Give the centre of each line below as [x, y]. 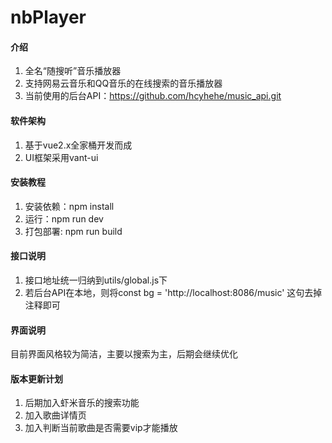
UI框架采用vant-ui [61, 157]
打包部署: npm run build [73, 231]
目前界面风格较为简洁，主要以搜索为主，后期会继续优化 [124, 354]
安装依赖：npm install [69, 206]
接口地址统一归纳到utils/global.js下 [96, 280]
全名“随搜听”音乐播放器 [73, 71]
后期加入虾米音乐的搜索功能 [82, 403]
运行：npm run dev [64, 218]
